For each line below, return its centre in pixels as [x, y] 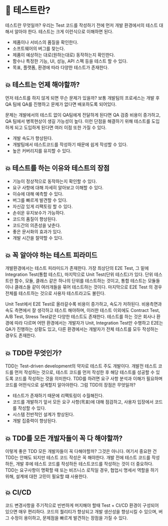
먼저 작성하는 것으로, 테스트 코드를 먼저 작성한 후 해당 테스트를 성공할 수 [85, 372]
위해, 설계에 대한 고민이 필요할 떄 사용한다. [47, 476]
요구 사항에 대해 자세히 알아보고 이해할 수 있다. [58, 187]
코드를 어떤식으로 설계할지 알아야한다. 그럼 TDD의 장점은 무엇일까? [70, 385]
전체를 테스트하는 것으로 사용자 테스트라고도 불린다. [55, 293]
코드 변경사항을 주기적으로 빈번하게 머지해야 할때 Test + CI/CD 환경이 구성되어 [82, 505]
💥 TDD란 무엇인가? [34, 353]
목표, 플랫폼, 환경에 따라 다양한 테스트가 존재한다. [61, 67]
